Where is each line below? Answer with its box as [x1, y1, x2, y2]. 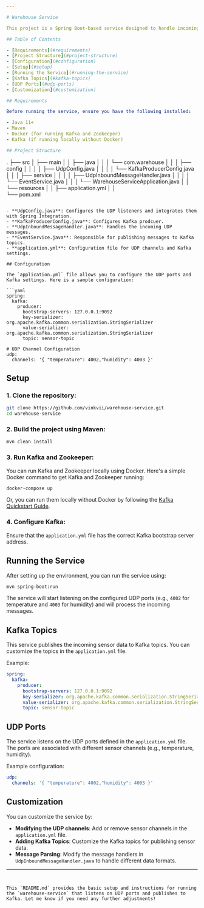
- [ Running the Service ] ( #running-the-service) [6, 70, 129, 76]
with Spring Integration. [6, 213, 72, 219]
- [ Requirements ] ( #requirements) [6, 47, 91, 53]
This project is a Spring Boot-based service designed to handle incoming [6, 25, 200, 31]
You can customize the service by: [6, 813, 93, 820]
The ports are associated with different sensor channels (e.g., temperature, [6, 745, 194, 752]
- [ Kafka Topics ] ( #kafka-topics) [6, 75, 91, 81]
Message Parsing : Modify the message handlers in [15, 850, 144, 858]
